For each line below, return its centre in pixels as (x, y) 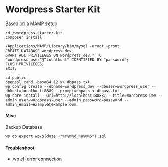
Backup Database (24, 127)
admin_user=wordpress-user (34, 100)
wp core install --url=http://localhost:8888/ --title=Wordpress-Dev (81, 96)
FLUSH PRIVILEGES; (25, 64)
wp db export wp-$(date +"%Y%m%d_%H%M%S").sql (56, 136)
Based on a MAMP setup (31, 23)
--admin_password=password (93, 100)
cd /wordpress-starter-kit (34, 33)
